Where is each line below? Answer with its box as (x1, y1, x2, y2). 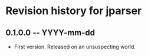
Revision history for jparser (5, 4, 142, 18)
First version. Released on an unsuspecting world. (14, 43, 136, 50)
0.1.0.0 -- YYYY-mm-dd (5, 28, 96, 38)
